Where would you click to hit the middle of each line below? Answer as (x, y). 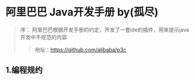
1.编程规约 (24, 70)
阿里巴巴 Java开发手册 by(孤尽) (82, 12)
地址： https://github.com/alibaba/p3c (80, 49)
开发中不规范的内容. (44, 37)
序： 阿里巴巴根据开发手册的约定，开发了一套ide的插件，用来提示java (105, 30)
